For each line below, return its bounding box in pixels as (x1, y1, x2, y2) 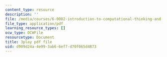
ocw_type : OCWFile (5, 30, 43, 35)
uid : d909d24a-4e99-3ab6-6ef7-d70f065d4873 (5, 44, 97, 49)
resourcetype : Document (5, 35, 55, 40)
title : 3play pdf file (5, 40, 52, 45)
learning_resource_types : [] (5, 26, 66, 31)
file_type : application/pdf (5, 21, 64, 26)
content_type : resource (5, 7, 55, 12)
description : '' (5, 12, 39, 17)
